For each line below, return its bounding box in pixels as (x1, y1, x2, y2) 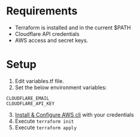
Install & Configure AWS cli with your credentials (14, 111, 135, 118)
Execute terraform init (14, 117, 74, 124)
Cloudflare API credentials (14, 30, 80, 37)
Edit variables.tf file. (14, 77, 65, 84)
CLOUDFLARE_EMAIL (6, 95, 50, 101)
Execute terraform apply (14, 124, 77, 131)
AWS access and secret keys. (14, 36, 89, 44)
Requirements (6, 4, 78, 18)
